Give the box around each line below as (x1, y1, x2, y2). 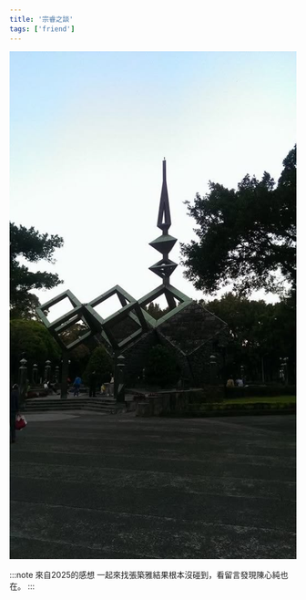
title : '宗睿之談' (9, 15, 75, 24)
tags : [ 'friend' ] (9, 24, 76, 34)
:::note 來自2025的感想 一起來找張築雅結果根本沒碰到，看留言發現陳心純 (9, 569, 280, 580)
